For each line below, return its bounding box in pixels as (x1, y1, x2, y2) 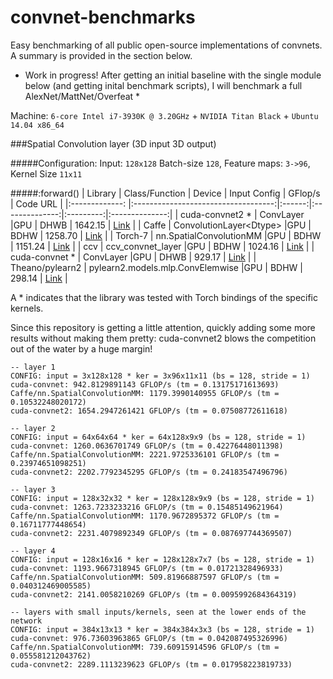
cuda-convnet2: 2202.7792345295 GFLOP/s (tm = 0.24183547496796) (10, 467, 288, 477)
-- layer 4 (10, 546, 56, 556)
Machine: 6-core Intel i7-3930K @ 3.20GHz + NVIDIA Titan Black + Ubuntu (10, 109, 319, 121)
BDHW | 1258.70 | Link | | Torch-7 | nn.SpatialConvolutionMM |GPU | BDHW (10, 229, 322, 241)
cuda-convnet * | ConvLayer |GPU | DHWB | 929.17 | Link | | (10, 251, 257, 263)
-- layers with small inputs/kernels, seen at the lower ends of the (10, 607, 307, 617)
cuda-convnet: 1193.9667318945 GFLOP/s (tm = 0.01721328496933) (10, 563, 284, 573)
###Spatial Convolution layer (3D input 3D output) (10, 137, 217, 150)
